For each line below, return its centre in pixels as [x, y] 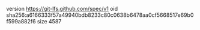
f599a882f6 [21, 21]
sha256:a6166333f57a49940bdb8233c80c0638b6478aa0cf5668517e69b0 [100, 15]
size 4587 [49, 21]
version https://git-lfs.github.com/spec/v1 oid [62, 9]
